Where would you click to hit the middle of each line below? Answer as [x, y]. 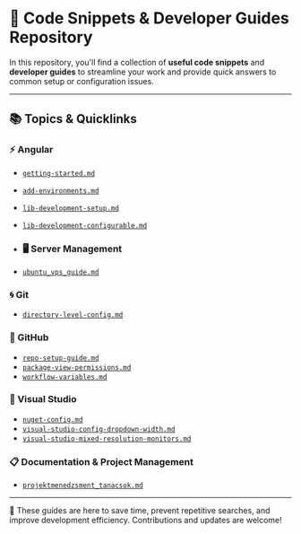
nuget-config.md [52, 420]
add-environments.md [60, 191]
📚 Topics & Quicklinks [73, 119]
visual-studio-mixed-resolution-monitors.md [107, 439]
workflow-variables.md [64, 377]
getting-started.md [59, 173]
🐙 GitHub [29, 337]
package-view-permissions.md [77, 367]
